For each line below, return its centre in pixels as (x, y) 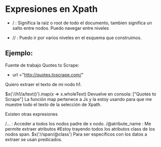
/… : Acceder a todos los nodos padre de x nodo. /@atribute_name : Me (78, 123)
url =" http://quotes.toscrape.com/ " (48, 75)
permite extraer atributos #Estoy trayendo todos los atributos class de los (80, 129)
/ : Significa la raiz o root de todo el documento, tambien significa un (82, 23)
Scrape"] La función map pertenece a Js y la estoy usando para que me (79, 99)
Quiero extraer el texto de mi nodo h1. (43, 84)
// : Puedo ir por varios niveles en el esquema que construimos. (77, 38)
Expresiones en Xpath (52, 9)
